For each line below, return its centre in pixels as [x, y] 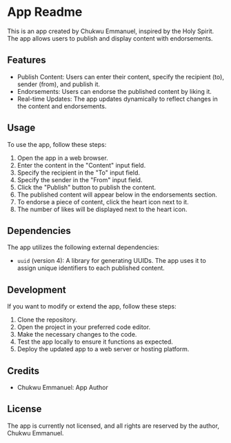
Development [37, 289]
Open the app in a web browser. [62, 158]
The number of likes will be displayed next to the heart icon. [102, 209]
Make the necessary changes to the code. [77, 335]
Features [27, 60]
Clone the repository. [47, 320]
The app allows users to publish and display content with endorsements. [110, 38]
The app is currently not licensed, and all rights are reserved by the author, [113, 426]
